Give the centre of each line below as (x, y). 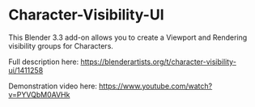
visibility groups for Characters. (61, 45)
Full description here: (44, 62)
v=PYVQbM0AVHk (39, 94)
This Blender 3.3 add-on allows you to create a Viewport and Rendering (128, 37)
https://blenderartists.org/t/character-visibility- (159, 62)
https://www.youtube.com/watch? (155, 86)
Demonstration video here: (53, 86)
